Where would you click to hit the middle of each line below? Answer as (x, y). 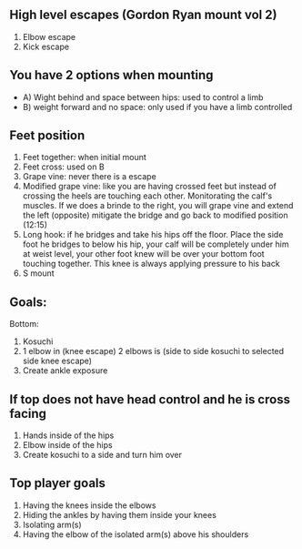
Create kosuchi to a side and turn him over (102, 455)
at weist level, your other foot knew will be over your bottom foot (144, 254)
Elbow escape (49, 36)
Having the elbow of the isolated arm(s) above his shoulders (136, 534)
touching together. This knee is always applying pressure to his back (151, 264)
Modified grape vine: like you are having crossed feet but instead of (150, 187)
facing (28, 413)
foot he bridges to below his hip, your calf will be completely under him (156, 244)
